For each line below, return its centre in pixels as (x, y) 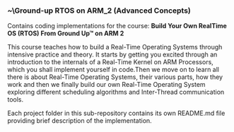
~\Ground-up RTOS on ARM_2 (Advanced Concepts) (99, 11)
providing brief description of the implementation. (80, 121)
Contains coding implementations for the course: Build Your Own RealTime (117, 26)
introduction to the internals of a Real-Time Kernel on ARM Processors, (110, 62)
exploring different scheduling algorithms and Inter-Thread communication (116, 92)
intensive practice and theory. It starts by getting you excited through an (112, 54)
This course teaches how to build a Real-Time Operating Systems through (115, 47)
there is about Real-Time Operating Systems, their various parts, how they (115, 77)
